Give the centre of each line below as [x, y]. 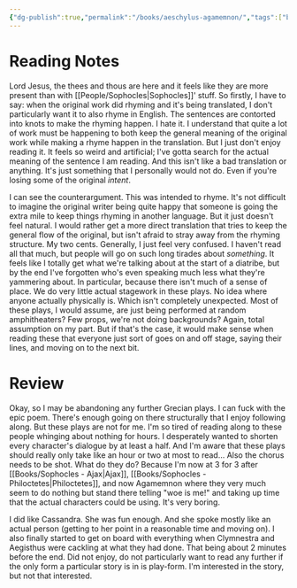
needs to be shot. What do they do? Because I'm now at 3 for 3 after [133, 464]
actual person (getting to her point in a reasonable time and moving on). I [142, 529]
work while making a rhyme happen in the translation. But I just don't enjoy [145, 142]
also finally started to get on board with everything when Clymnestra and [142, 538]
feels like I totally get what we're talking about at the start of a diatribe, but [145, 263]
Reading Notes [65, 61]
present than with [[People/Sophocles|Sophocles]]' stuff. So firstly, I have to [148, 95]
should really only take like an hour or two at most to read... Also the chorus [147, 455]
